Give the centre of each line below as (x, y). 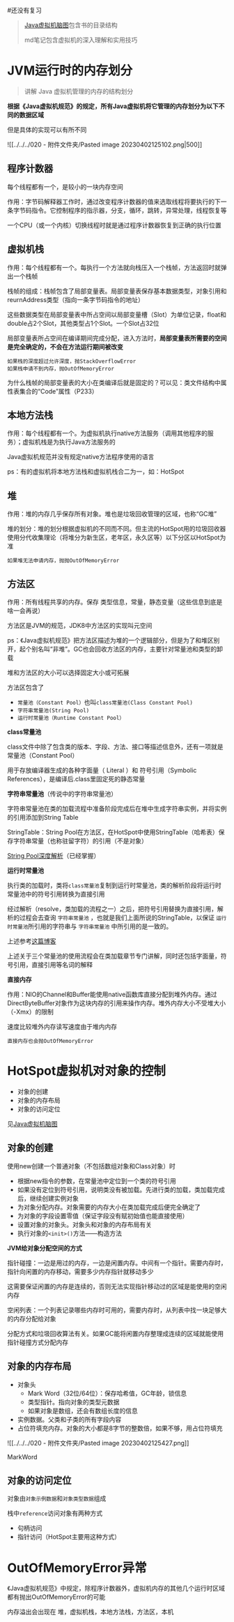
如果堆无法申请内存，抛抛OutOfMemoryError (63, 561)
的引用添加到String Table (43, 817)
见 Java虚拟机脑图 (32, 1124)
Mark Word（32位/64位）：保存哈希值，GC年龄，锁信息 (107, 1393)
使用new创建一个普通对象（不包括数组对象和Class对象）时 (91, 1166)
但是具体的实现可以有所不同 (47, 129)
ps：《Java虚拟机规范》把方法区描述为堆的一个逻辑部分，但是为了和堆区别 (114, 640)
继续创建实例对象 (54, 1198)
